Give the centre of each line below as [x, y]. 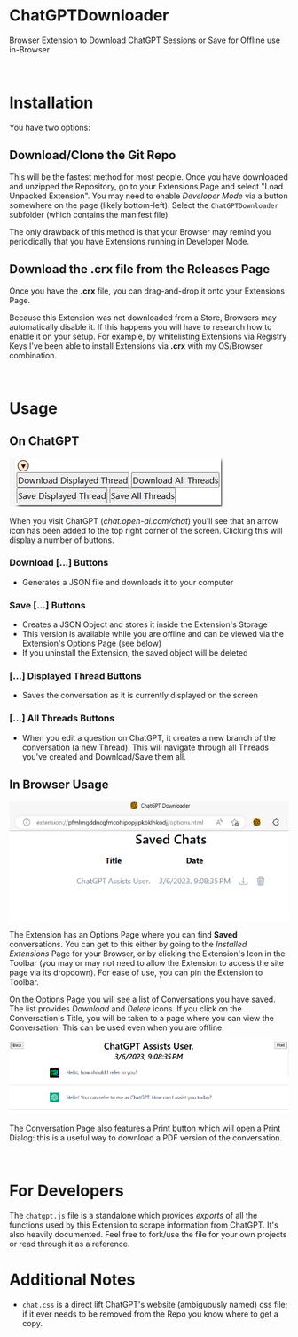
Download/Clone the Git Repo [93, 155]
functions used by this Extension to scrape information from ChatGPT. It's [144, 1225]
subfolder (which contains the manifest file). [90, 214]
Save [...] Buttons [47, 605]
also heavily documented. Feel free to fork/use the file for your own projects [148, 1234]
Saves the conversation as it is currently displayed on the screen [140, 696]
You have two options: [50, 127]
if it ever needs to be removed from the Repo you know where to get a [150, 1314]
